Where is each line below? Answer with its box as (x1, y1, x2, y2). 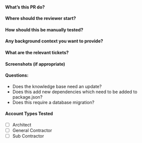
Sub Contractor (12, 133, 44, 139)
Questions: (5, 72, 29, 78)
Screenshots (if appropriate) (5, 61, 66, 67)
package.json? (12, 94, 43, 100)
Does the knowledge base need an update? (12, 83, 102, 89)
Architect (12, 122, 31, 128)
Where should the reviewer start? (5, 15, 76, 21)
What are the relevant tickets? (5, 49, 69, 55)
